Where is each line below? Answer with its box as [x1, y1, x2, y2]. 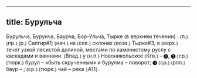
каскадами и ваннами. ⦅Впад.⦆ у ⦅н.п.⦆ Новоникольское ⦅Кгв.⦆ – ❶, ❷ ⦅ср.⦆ [6, 52, 189, 59]
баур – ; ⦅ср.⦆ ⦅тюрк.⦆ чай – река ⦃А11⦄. [6, 65, 100, 72]
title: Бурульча [6, 17, 63, 27]
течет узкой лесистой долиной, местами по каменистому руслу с [6, 46, 171, 53]
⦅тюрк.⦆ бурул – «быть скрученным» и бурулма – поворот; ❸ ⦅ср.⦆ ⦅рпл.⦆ [6, 59, 186, 66]
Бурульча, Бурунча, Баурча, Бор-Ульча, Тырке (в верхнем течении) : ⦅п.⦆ [6, 33, 189, 40]
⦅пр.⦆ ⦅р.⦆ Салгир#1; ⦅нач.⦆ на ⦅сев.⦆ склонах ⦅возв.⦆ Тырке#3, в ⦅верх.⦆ [6, 39, 178, 46]
